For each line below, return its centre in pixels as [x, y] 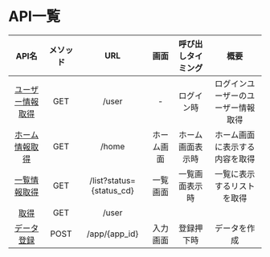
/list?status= [113, 180]
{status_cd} [112, 190]
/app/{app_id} [113, 234]
